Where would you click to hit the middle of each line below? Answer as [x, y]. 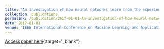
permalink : [16, 18]
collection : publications [31, 14]
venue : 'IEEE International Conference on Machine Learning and [72, 28]
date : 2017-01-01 [23, 23]
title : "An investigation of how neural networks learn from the [73, 9]
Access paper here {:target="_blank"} [42, 41]
